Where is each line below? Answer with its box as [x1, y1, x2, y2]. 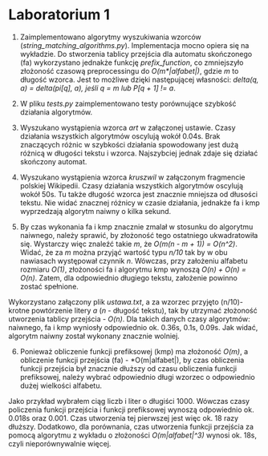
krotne [8, 305, 30, 315]
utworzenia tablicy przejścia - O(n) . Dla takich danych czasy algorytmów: [8, 314, 250, 324]
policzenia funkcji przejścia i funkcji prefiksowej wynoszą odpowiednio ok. [8, 405, 254, 414]
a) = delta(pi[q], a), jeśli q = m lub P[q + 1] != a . [19, 83, 177, 93]
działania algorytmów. [19, 107, 93, 117]
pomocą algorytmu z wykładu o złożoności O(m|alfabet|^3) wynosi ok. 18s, [8, 430, 257, 440]
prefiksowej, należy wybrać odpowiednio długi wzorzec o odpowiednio [19, 372, 255, 381]
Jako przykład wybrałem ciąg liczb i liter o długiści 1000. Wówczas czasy [8, 396, 250, 406]
